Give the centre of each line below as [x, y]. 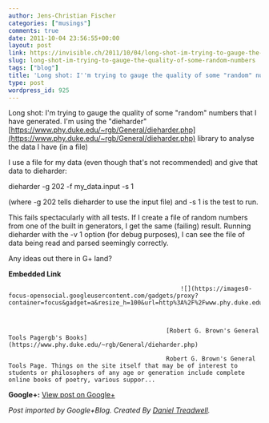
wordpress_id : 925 [39, 90]
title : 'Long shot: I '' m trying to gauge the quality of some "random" [130, 75]
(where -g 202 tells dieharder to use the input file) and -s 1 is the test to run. [133, 202]
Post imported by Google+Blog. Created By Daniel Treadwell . [109, 410]
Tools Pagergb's [35, 338]
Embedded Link [35, 274]
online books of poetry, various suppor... [82, 380]
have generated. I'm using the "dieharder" [78, 122]
